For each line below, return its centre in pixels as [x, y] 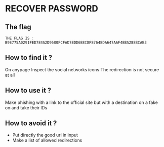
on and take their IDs [26, 107]
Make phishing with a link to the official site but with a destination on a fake [82, 102]
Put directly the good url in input [45, 135]
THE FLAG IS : [20, 38]
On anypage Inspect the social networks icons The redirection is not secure [82, 69]
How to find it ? [29, 58]
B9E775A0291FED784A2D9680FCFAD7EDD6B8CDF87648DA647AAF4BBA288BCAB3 [76, 43]
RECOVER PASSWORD [52, 9]
